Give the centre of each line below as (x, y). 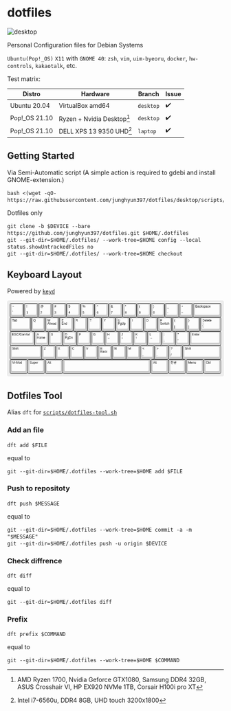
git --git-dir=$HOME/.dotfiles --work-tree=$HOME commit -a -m (100, 530)
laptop (147, 131)
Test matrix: (24, 79)
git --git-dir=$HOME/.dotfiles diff (59, 602)
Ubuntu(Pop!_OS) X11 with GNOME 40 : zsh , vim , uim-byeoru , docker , (97, 58)
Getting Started (41, 156)
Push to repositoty (38, 488)
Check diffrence (35, 561)
